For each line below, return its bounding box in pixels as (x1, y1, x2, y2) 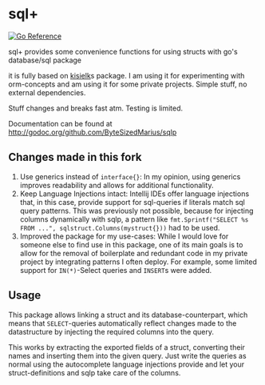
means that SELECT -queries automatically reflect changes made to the (8, 318, 237, 328)
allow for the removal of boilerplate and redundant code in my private (19, 248, 248, 258)
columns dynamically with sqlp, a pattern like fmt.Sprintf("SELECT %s (19, 214, 249, 224)
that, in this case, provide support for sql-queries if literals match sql (19, 197, 245, 207)
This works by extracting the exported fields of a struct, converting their (8, 342, 246, 352)
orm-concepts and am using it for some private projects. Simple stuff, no (8, 79, 247, 89)
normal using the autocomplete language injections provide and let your (8, 359, 245, 369)
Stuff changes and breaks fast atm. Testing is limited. (8, 103, 184, 113)
